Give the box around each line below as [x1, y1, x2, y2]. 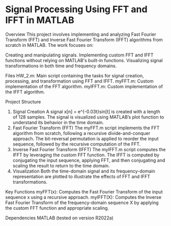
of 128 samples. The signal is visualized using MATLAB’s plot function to [12, 114, 164, 120]
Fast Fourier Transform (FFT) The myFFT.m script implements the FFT [12, 125, 160, 131]
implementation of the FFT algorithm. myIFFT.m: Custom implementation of [5, 83, 163, 90]
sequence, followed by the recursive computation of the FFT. [12, 141, 141, 147]
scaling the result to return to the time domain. [12, 162, 110, 168]
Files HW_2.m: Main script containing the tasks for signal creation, [5, 72, 144, 78]
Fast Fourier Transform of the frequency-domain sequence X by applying [5, 200, 159, 206]
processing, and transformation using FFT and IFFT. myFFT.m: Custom [5, 78, 154, 84]
